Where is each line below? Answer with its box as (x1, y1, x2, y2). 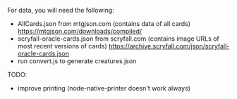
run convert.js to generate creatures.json (17, 57, 137, 65)
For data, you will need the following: (7, 6, 114, 14)
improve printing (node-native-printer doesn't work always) (17, 84, 190, 92)
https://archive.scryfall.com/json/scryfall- (108, 42, 230, 50)
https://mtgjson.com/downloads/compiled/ (17, 27, 142, 35)
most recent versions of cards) (17, 42, 107, 50)
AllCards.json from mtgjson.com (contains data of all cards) (17, 20, 191, 27)
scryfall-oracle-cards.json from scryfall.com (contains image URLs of (17, 34, 220, 43)
